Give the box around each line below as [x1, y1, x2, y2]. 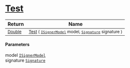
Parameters [5, 41, 30, 47]
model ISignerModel [5, 52, 46, 58]
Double [7, 29, 22, 34]
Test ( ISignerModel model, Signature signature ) [29, 29, 123, 34]
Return [7, 21, 24, 27]
